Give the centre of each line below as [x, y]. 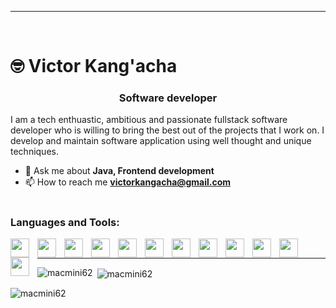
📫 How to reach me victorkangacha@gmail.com [128, 182]
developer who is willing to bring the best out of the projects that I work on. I [167, 130]
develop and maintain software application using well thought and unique [161, 141]
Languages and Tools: [65, 222]
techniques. [34, 152]
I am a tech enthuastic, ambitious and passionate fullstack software [149, 120]
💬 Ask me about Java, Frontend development [119, 171]
